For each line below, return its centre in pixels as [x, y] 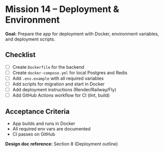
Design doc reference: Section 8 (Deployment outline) [62, 143]
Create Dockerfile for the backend [48, 67]
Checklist [21, 55]
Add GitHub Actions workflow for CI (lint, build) [61, 95]
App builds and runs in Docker [44, 123]
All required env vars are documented [51, 128]
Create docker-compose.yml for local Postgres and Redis [70, 72]
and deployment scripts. [30, 39]
